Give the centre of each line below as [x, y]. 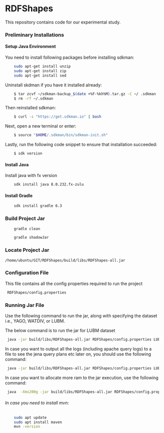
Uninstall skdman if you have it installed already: [53, 85]
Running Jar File [25, 305]
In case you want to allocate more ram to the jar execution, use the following [82, 378]
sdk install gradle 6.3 [38, 206]
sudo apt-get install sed [40, 76]
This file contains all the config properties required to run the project [74, 283]
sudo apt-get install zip [40, 71]
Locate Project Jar [27, 250]
